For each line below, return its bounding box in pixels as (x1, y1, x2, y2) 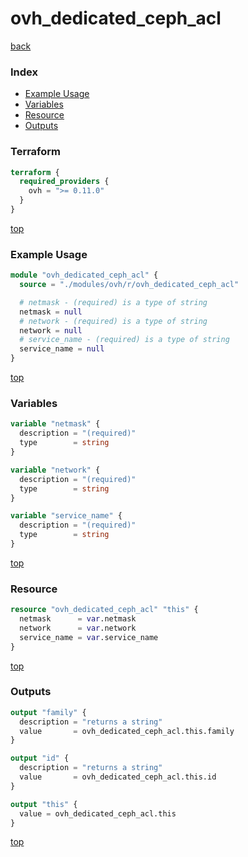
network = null (19, 325, 83, 336)
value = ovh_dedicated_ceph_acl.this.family (19, 726, 235, 736)
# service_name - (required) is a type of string (19, 335, 230, 345)
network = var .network (19, 623, 137, 633)
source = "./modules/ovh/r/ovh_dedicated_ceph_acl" (19, 280, 240, 290)
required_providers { (19, 177, 110, 187)
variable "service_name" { (10, 511, 123, 521)
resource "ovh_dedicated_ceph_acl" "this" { (10, 605, 199, 615)
